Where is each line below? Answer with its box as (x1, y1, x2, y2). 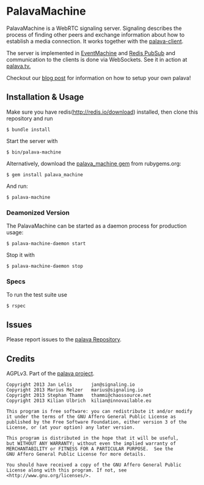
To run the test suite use (6, 291, 67, 298)
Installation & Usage (6, 92, 84, 102)
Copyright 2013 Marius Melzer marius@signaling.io (6, 387, 144, 393)
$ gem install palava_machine (6, 171, 84, 178)
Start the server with (6, 137, 58, 144)
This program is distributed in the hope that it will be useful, (6, 435, 179, 441)
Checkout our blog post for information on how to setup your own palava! (6, 74, 191, 81)
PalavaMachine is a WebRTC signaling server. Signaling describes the (6, 24, 182, 32)
